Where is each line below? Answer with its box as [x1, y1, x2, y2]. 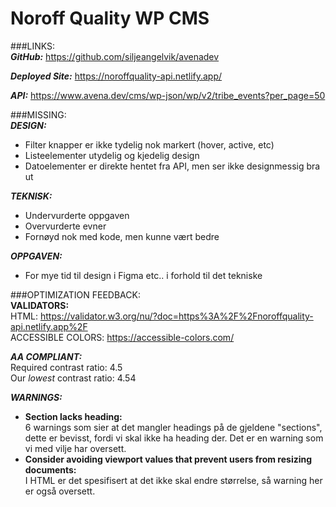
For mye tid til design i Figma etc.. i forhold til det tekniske [24, 269, 263, 281]
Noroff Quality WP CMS [10, 7, 210, 30]
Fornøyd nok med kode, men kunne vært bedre [24, 230, 220, 242]
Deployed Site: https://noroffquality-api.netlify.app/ [10, 70, 223, 82]
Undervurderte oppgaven [24, 209, 130, 221]
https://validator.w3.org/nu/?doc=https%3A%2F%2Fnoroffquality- [39, 310, 314, 322]
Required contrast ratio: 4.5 [10, 361, 123, 373]
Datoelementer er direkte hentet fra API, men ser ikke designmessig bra [24, 160, 321, 172]
